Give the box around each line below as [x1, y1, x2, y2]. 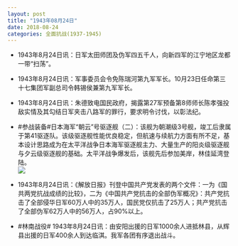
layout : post [7, 10, 46, 18]
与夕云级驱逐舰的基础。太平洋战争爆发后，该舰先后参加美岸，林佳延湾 [17, 149, 224, 158]
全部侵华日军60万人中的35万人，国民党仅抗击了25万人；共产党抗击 [30, 198, 228, 207]
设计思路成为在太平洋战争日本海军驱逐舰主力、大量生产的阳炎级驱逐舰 [23, 140, 229, 149]
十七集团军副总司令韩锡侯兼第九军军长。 [17, 83, 136, 92]
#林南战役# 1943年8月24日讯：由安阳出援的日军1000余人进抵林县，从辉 [17, 222, 229, 231]
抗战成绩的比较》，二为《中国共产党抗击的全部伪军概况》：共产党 [36, 189, 224, 198]
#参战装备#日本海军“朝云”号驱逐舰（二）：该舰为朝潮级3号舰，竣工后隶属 [17, 122, 232, 132]
